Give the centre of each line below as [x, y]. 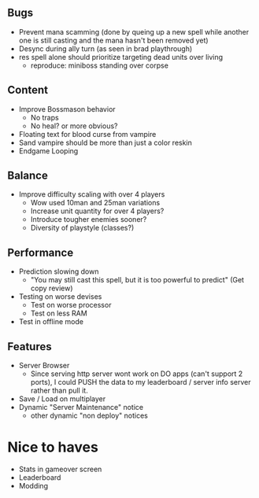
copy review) [52, 288]
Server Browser [44, 366]
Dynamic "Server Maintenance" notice [81, 408]
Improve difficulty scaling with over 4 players [92, 194]
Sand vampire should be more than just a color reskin [105, 142]
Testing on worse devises [60, 297]
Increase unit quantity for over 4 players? [97, 211]
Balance [28, 176]
